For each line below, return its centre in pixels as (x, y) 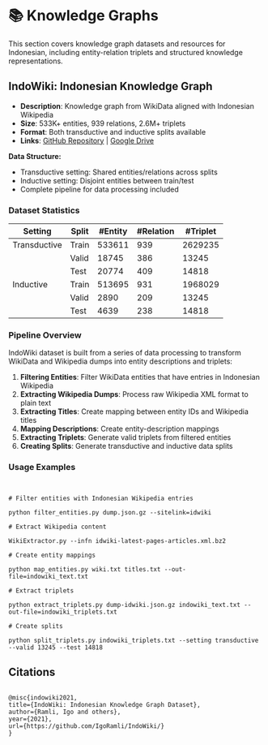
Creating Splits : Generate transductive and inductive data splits (126, 446)
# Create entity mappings (52, 555)
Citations (32, 672)
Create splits (39, 626)
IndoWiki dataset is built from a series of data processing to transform (125, 353)
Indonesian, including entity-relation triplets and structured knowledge (125, 52)
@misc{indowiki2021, (43, 698)
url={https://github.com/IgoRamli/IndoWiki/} (86, 726)
